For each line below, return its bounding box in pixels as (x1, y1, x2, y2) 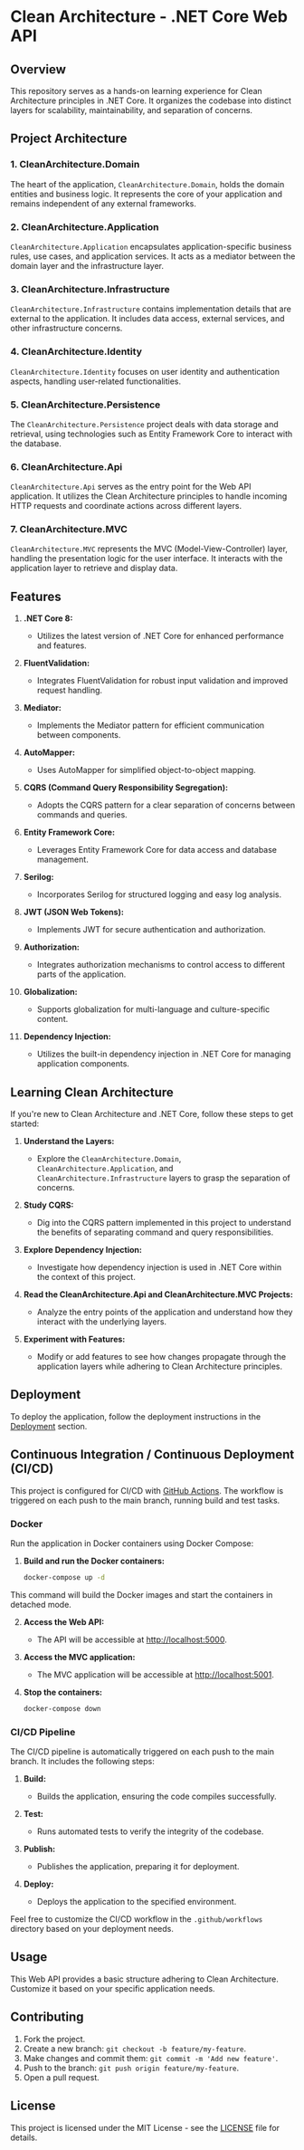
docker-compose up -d (23, 1573, 105, 1582)
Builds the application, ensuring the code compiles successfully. (36, 1791, 277, 1802)
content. (36, 1014, 69, 1025)
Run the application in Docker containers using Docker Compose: (10, 1538, 254, 1549)
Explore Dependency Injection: (23, 1245, 143, 1256)
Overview (10, 62, 67, 77)
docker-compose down (23, 1704, 101, 1713)
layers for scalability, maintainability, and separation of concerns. (10, 105, 252, 115)
